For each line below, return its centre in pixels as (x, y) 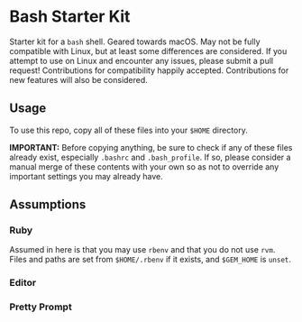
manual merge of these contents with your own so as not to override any (144, 166)
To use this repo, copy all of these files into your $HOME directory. (128, 130)
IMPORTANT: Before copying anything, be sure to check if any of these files (151, 147)
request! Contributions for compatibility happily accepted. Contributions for (149, 70)
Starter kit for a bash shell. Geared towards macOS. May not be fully (135, 41)
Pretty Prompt (41, 307)
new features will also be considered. (79, 79)
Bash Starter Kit (70, 17)
